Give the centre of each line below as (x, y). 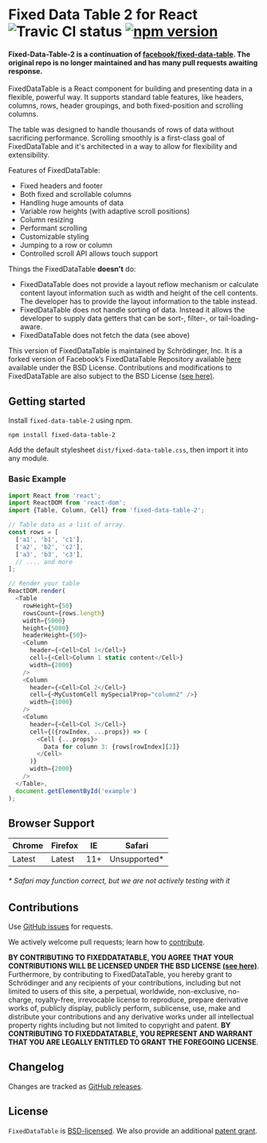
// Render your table (44, 583)
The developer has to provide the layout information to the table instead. (138, 301)
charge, (21, 1000)
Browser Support (52, 823)
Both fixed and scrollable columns (75, 194)
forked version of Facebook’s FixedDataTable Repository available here (125, 359)
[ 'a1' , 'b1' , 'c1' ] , (49, 540)
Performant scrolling (53, 228)
